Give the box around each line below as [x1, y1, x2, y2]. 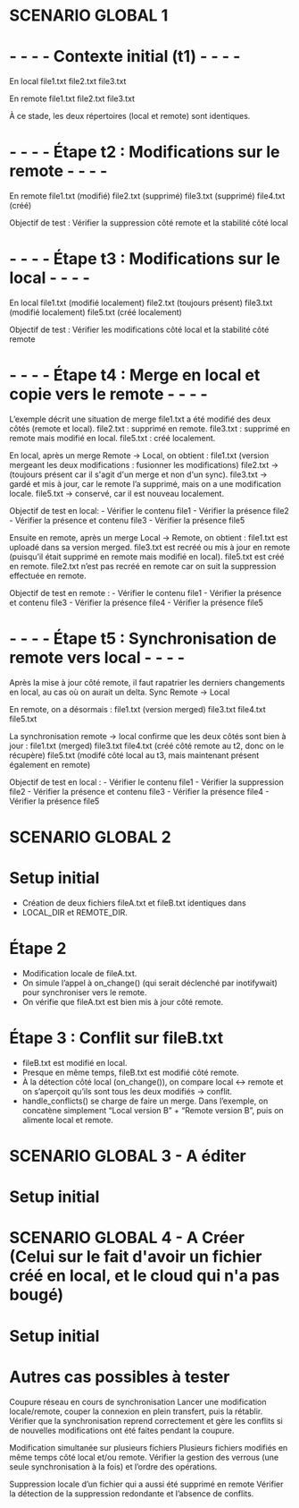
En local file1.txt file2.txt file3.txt [9, 76, 127, 87]
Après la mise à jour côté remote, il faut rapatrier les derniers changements [9, 677, 286, 687]
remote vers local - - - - [9, 648, 186, 668]
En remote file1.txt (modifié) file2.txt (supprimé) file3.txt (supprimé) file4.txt [9, 191, 286, 201]
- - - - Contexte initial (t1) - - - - [9, 47, 241, 67]
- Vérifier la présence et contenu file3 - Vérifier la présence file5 [9, 515, 245, 525]
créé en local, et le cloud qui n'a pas [9, 1265, 280, 1286]
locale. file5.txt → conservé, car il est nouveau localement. [9, 488, 225, 498]
